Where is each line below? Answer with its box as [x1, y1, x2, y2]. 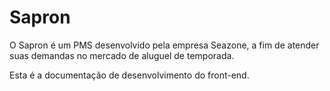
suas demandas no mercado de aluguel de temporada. [9, 49, 235, 61]
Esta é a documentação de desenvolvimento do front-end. [9, 69, 250, 81]
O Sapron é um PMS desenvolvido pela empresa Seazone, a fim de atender [9, 39, 320, 51]
